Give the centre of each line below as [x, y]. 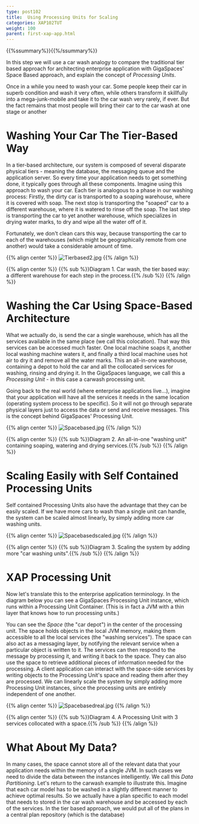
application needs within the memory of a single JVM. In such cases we [94, 770]
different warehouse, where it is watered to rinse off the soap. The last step [98, 210]
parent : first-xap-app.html [41, 34]
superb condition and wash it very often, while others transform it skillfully [97, 93]
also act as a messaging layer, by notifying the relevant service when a [93, 643]
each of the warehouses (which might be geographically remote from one [97, 240]
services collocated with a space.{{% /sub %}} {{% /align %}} [82, 723]
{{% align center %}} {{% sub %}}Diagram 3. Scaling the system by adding [98, 547]
